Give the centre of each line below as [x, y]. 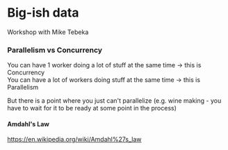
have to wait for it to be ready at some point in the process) [92, 108]
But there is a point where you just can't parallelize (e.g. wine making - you [114, 101]
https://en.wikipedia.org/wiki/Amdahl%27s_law [74, 140]
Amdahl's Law [28, 124]
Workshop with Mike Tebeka [48, 32]
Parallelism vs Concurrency [55, 50]
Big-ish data [43, 13]
